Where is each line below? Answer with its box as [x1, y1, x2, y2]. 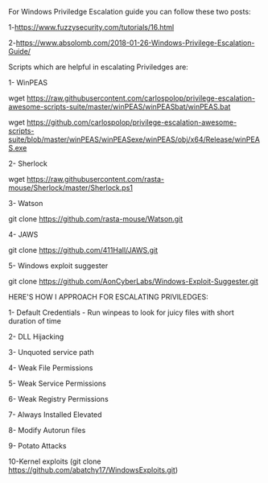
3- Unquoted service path [8, 348, 94, 357]
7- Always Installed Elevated [8, 410, 102, 419]
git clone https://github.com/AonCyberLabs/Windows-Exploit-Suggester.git [8, 277, 259, 286]
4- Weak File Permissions [8, 363, 93, 373]
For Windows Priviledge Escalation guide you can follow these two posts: [8, 7, 251, 16]
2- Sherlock [8, 159, 48, 168]
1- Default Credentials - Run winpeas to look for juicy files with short [8, 308, 235, 317]
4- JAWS [8, 229, 39, 239]
